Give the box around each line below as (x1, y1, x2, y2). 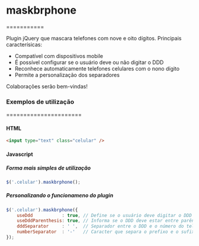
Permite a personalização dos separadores (14, 71, 120, 78)
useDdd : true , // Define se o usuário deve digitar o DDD (17, 212, 192, 218)
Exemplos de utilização (6, 97, 75, 106)
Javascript (6, 151, 34, 158)
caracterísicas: (6, 41, 43, 48)
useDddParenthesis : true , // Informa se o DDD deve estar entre (17, 218, 179, 224)
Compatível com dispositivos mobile (14, 52, 104, 59)
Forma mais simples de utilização (6, 164, 91, 171)
